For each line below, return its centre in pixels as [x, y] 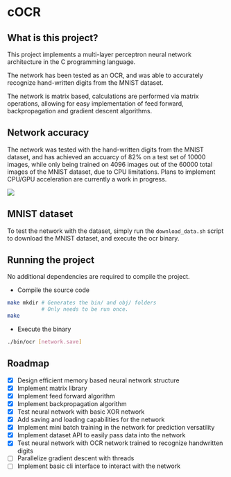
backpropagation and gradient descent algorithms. [80, 111]
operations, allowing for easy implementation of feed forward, [95, 104]
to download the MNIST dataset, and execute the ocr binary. [93, 238]
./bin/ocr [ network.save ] [44, 342]
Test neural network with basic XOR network [81, 412]
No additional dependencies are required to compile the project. [99, 277]
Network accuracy [48, 133]
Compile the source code [53, 290]
